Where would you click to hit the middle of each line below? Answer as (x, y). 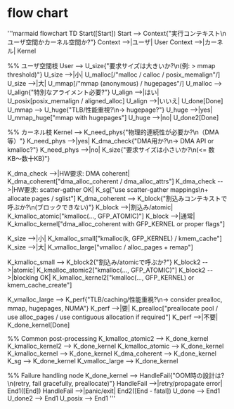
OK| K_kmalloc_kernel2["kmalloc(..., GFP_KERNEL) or (117, 277)
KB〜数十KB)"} (29, 158)
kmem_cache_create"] (40, 285)
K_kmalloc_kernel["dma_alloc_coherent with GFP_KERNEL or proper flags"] (116, 223)
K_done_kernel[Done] (39, 325)
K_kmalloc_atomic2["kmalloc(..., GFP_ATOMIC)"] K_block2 (121, 270)
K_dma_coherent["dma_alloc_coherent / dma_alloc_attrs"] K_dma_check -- (115, 181)
